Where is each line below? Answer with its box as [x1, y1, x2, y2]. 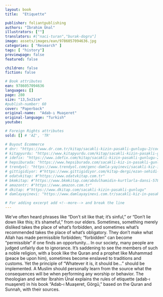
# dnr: [5, 146, 18, 151]
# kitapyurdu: [5, 151, 34, 156]
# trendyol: [5, 164, 29, 170]
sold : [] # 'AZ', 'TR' [5, 133, 51, 138]
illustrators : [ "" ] [5, 30, 45, 35]
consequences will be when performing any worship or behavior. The [5, 271, 144, 277]
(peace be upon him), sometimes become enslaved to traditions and [5, 256, 142, 261]
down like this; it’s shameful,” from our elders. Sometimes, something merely [5, 219, 158, 225]
